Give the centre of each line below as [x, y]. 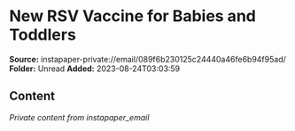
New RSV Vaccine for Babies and [133, 16]
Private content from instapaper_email [79, 117]
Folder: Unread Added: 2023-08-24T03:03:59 [95, 69]
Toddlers [43, 35]
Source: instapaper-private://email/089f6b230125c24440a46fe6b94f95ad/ [147, 59]
